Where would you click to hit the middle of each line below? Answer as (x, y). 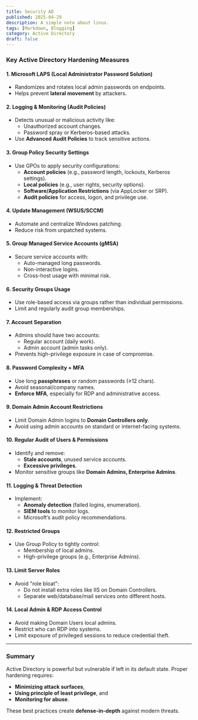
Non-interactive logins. (51, 269)
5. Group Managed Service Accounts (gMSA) (62, 244)
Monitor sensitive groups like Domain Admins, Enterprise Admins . (95, 472)
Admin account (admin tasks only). (66, 348)
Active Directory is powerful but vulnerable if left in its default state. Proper (97, 669)
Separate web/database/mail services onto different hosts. (95, 596)
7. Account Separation (34, 322)
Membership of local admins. (59, 550)
